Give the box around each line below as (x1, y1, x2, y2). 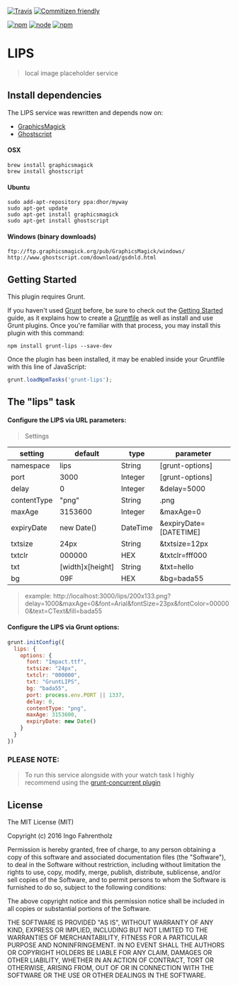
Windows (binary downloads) (7, 232, 97, 241)
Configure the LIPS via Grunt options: (7, 623, 120, 632)
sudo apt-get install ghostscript (7, 217, 110, 225)
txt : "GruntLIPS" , (25, 679, 81, 686)
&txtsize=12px (159, 539, 209, 549)
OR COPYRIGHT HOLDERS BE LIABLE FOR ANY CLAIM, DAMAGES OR (7, 948, 212, 957)
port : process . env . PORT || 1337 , (25, 691, 125, 699)
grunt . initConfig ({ (7, 638, 65, 646)
